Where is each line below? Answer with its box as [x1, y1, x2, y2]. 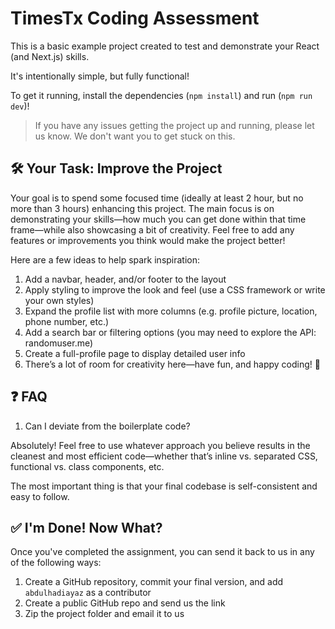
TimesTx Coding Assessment [10, 7, 260, 30]
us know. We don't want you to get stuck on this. [34, 130, 236, 142]
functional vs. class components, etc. [10, 460, 165, 472]
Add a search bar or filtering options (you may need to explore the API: [24, 326, 317, 338]
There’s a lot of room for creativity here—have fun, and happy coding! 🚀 [24, 358, 321, 370]
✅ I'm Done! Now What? [10, 519, 163, 536]
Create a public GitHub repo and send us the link [24, 597, 226, 609]
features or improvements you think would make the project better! [10, 234, 286, 246]
